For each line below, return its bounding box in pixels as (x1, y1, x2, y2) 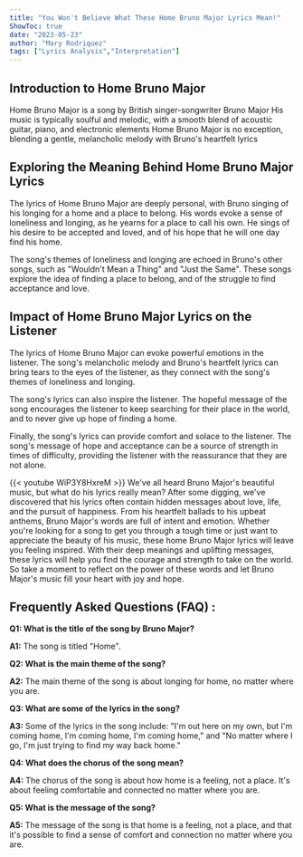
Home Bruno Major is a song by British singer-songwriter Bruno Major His (9, 104, 284, 115)
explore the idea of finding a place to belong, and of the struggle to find (9, 273, 276, 284)
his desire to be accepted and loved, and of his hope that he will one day (9, 226, 280, 237)
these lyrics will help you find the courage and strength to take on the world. (9, 554, 294, 564)
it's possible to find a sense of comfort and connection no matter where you (9, 830, 293, 841)
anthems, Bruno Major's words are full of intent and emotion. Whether (9, 515, 270, 526)
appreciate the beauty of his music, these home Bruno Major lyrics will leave (9, 534, 294, 545)
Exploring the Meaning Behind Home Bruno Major (9, 159, 294, 175)
